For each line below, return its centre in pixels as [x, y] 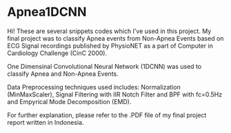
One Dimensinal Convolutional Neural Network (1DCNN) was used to [104, 66]
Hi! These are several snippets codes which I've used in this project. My [109, 31]
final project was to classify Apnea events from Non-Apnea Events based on [115, 38]
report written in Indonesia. [46, 122]
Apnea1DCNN [47, 12]
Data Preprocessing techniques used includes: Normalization [94, 87]
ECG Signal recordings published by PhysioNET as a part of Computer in [110, 45]
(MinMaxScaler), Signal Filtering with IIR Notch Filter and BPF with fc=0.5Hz [115, 94]
